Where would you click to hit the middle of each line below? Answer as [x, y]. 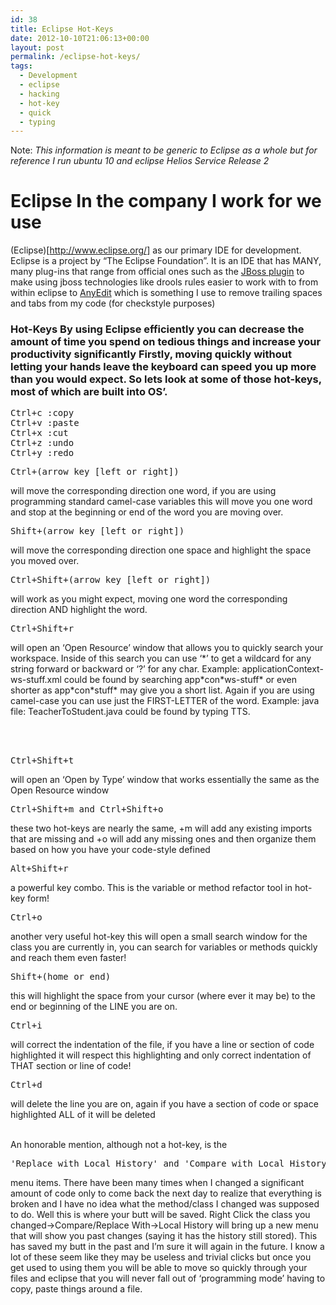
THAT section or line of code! [71, 1066]
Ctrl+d [26, 1085]
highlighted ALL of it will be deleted [83, 1115]
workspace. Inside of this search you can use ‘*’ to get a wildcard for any [161, 658]
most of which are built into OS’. [89, 392]
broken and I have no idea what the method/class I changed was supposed [165, 1204]
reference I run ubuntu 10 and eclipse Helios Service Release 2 [140, 161]
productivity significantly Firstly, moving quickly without [151, 354]
